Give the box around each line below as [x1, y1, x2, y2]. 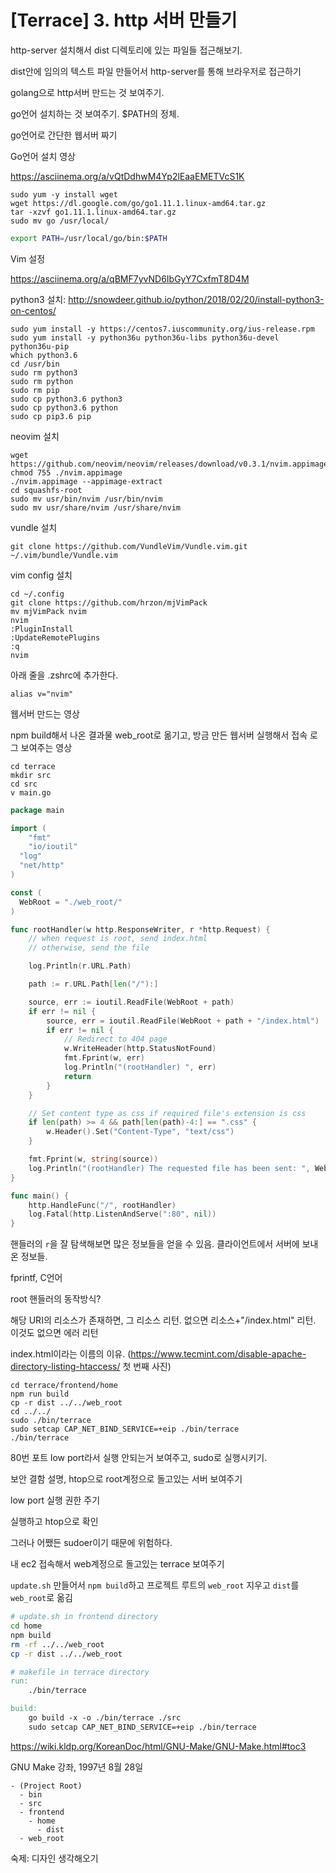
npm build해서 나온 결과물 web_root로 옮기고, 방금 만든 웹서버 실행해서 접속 [10, 729, 308, 741]
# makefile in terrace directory [10, 1667, 150, 1677]
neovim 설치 [10, 430, 60, 442]
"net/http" [19, 861, 65, 871]
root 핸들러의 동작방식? [10, 1293, 102, 1305]
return [63, 1071, 92, 1081]
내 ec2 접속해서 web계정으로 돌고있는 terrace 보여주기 [10, 1558, 225, 1570]
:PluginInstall [10, 624, 74, 634]
